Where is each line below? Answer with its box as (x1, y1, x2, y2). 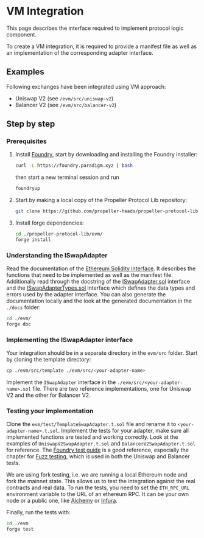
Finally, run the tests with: (6, 509, 71, 516)
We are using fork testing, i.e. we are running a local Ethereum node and (6, 471, 188, 478)
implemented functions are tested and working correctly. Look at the (6, 433, 178, 441)
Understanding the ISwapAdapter (6, 251, 108, 259)
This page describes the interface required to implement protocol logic (6, 24, 184, 32)
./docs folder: (6, 304, 41, 311)
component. (6, 30, 37, 38)
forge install (15, 236, 51, 243)
